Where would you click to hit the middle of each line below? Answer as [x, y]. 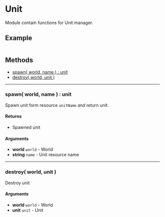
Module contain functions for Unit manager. [49, 23]
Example [19, 38]
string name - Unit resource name [46, 155]
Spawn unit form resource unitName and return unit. [57, 105]
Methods [19, 60]
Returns [14, 116]
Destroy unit [17, 183]
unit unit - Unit [27, 210]
